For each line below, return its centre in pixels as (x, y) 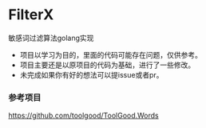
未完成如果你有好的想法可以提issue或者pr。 (91, 74)
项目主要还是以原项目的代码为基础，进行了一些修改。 (107, 65)
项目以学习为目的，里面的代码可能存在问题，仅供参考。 (111, 54)
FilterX (31, 15)
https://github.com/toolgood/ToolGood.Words (83, 116)
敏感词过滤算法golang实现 (51, 38)
